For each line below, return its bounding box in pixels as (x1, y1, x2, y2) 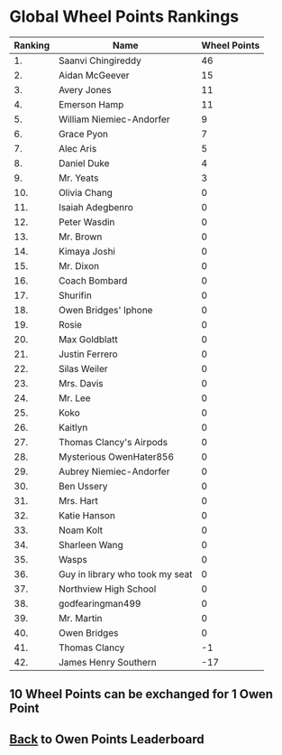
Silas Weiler (58, 362, 108, 375)
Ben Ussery (58, 480, 108, 492)
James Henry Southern (58, 656, 157, 668)
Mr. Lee (58, 391, 92, 404)
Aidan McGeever (58, 69, 130, 81)
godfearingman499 (58, 597, 141, 610)
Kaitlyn (58, 421, 88, 433)
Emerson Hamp (58, 98, 124, 110)
